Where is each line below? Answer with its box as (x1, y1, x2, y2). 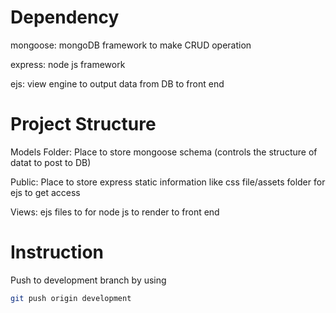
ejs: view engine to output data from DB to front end (10, 77, 225, 90)
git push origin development (10, 293, 132, 303)
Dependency (10, 6, 120, 29)
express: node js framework (10, 58, 126, 70)
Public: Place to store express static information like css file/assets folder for (10, 176, 326, 188)
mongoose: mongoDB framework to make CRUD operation (10, 39, 252, 51)
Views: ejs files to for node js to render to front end (10, 206, 220, 218)
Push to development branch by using (10, 274, 167, 286)
